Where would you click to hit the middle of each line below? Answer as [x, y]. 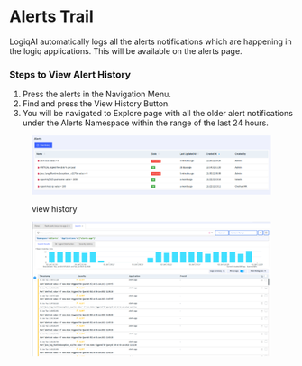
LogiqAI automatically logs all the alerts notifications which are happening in [151, 41]
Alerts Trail [52, 17]
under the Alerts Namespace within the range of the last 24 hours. [145, 123]
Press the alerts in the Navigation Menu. [96, 94]
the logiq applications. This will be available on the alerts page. [126, 50]
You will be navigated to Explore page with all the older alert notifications [157, 114]
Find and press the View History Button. [96, 104]
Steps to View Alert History [70, 74]
